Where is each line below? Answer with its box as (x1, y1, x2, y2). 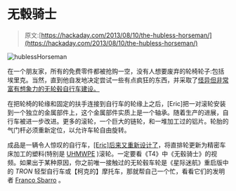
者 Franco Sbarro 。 (7, 176, 65, 184)
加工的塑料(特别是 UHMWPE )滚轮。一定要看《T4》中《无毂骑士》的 (13, 149, 211, 158)
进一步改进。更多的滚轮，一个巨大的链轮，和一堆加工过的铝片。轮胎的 (25, 117, 229, 125)
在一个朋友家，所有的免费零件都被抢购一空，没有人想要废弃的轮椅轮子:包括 (7, 67, 225, 75)
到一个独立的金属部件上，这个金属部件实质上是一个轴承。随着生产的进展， (7, 108, 223, 117)
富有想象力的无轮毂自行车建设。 (7, 84, 100, 93)
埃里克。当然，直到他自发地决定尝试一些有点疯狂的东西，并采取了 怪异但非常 (7, 75, 229, 84)
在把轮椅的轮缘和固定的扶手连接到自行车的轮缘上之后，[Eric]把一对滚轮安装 (7, 99, 226, 107)
